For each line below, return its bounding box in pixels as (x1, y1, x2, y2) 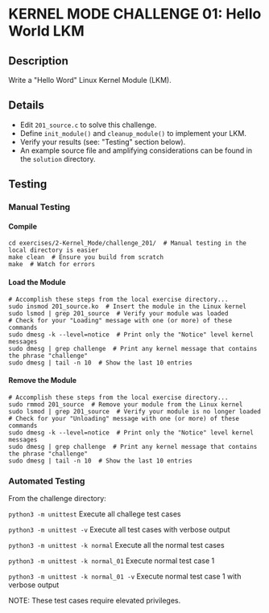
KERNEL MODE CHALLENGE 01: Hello (8, 5, 262, 23)
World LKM (8, 22, 85, 40)
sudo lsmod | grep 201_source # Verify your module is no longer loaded (8, 407, 262, 415)
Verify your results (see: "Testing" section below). (19, 137, 186, 146)
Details (8, 98, 44, 113)
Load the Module (8, 277, 66, 286)
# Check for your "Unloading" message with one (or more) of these (8, 414, 240, 422)
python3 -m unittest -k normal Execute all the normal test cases (8, 541, 225, 550)
